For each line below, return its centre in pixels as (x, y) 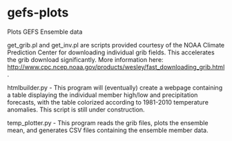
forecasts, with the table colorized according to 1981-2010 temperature (108, 102)
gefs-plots (38, 13)
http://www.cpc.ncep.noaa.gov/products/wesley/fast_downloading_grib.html (116, 67)
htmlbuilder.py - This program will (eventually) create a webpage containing (115, 87)
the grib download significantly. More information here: (85, 59)
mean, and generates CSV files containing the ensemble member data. (108, 130)
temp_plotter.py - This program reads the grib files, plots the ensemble (108, 122)
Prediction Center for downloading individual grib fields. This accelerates (111, 52)
